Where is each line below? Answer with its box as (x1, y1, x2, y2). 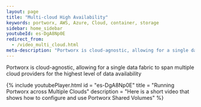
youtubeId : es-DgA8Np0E (6, 31, 66, 37)
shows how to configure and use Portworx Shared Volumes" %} (6, 94, 164, 101)
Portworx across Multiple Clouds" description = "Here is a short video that (6, 87, 190, 95)
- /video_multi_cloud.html (11, 42, 79, 48)
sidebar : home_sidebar (6, 25, 63, 32)
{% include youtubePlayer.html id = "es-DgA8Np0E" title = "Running (6, 81, 175, 89)
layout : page (6, 8, 39, 15)
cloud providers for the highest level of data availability (6, 70, 142, 77)
